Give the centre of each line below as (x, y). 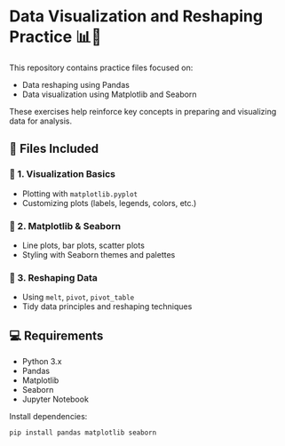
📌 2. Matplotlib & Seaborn (65, 226)
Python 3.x (42, 362)
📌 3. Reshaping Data (53, 277)
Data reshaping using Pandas (76, 84)
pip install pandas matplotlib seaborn (83, 433)
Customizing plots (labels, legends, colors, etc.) (109, 203)
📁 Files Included (54, 149)
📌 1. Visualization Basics (62, 174)
